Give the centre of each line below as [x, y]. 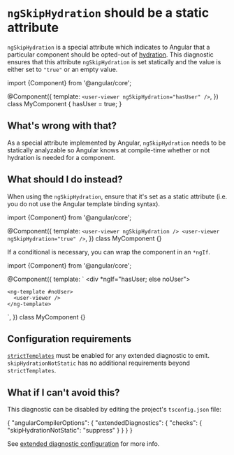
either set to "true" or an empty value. [63, 69]
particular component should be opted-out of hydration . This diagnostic [111, 55]
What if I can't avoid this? [64, 392]
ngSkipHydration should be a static [108, 13]
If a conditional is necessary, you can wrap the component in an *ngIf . [109, 252]
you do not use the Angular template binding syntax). [84, 203]
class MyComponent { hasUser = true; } [65, 103]
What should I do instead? [65, 180]
